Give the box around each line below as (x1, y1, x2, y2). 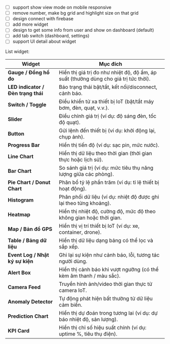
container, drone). (59, 229, 102, 236)
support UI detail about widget (12, 38, 76, 44)
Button (8, 130, 24, 137)
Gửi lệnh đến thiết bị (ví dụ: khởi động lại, (59, 127, 156, 134)
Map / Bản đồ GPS (8, 226, 53, 233)
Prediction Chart (8, 313, 49, 320)
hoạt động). (59, 185, 87, 192)
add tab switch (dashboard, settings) (12, 33, 90, 39)
